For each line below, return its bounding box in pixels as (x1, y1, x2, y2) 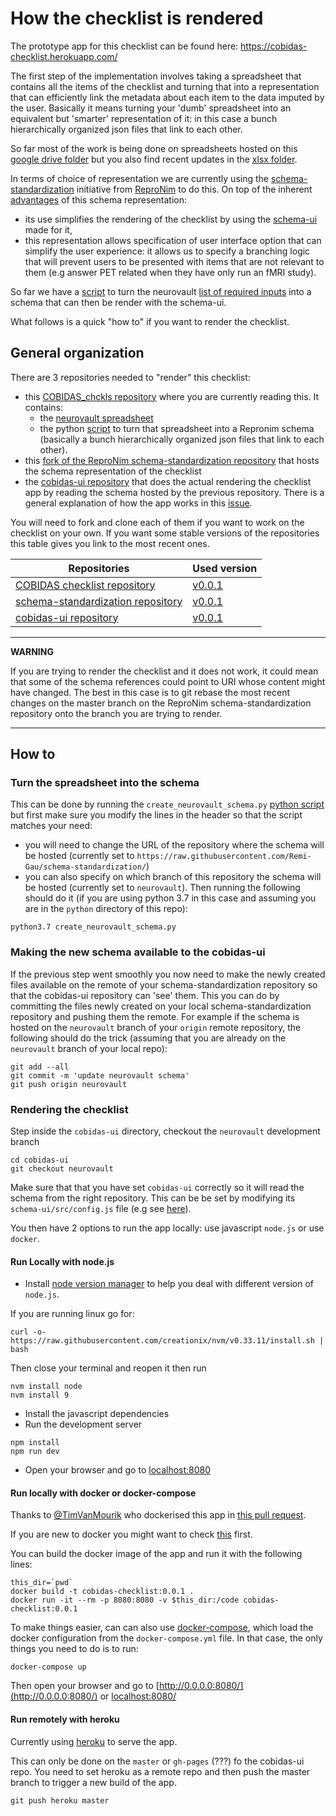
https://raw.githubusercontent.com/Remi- (136, 852, 312, 862)
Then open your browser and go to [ (10, 1680, 160, 1692)
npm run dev (10, 1447, 60, 1457)
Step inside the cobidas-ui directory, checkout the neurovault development (10, 1125, 321, 1137)
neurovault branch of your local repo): (10, 1042, 168, 1054)
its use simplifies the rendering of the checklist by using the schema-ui (24, 213, 318, 225)
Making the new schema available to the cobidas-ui (10, 945, 266, 959)
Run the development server (24, 1418, 143, 1431)
